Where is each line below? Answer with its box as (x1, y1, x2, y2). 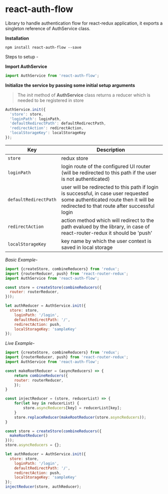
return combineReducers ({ (14, 373, 68, 378)
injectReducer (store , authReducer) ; (5, 484, 81, 489)
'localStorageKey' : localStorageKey (9, 131, 86, 136)
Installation (5, 35, 29, 41)
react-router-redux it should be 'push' (61, 229, 152, 236)
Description (96, 146, 125, 153)
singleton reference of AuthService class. (5, 25, 91, 31)
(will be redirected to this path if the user (61, 169, 156, 176)
